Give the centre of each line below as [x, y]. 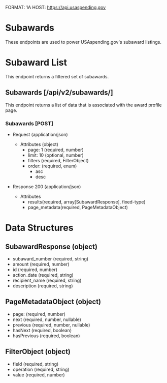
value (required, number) [39, 375]
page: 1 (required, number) [56, 150]
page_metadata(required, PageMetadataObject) [78, 207]
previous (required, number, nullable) [51, 325]
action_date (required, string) [43, 275]
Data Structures [39, 228]
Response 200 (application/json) [47, 186]
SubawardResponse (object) [52, 246]
